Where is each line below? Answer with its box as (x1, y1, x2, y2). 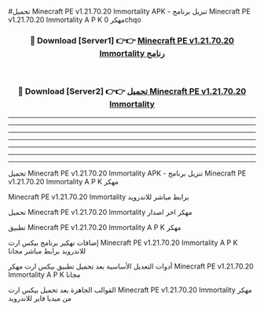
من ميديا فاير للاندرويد (8, 293, 72, 302)
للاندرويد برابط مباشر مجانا (8, 246, 86, 255)
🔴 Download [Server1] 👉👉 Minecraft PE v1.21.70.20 (30, 35, 234, 46)
